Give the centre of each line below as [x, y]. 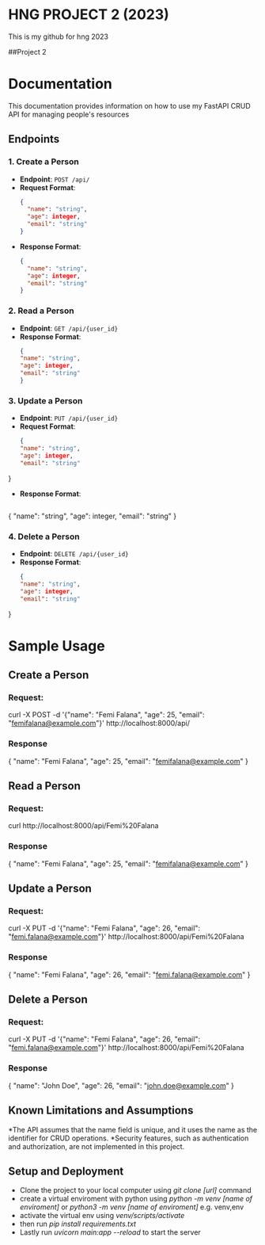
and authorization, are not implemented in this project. [97, 1146]
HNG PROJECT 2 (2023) [89, 15]
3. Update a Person [45, 400]
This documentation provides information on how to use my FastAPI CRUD [129, 105]
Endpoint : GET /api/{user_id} [69, 328]
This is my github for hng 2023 [59, 36]
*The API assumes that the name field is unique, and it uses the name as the [133, 1129]
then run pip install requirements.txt [78, 1224]
